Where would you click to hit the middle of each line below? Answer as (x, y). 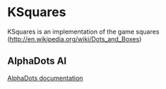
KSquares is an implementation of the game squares (83, 32)
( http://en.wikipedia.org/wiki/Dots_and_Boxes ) (75, 39)
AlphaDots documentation (45, 78)
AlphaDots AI (37, 61)
